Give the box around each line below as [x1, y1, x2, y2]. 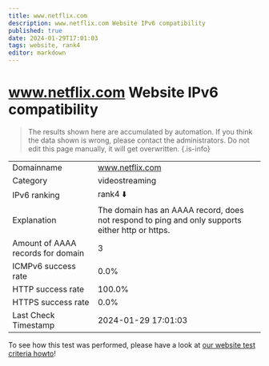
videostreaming [97, 175, 157, 186]
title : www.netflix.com [8, 11, 88, 20]
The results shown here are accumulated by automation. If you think [27, 127, 253, 136]
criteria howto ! [8, 348, 56, 358]
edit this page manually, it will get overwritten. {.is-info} [27, 143, 211, 153]
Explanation [12, 214, 57, 225]
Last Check [12, 309, 55, 320]
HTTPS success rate [12, 296, 90, 308]
